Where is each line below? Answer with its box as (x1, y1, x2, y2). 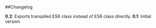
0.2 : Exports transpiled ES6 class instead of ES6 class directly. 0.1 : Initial (5, 14, 152, 19)
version (5, 19, 21, 24)
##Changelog (5, 4, 33, 10)
